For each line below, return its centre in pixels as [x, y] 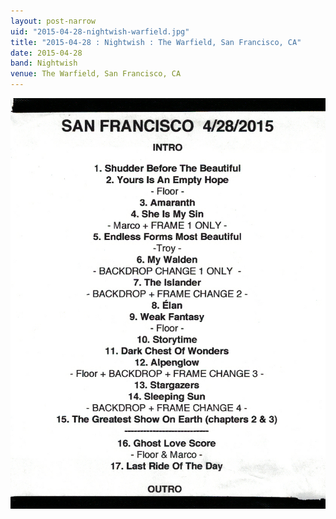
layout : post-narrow [53, 21]
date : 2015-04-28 [46, 53]
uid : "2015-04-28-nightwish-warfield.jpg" [100, 31]
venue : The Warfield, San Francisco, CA [96, 74]
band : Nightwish [44, 63]
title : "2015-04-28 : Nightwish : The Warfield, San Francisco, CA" [156, 42]
